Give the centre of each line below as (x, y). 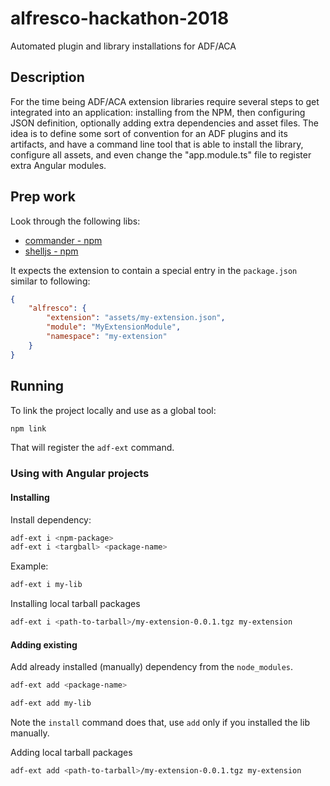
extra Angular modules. (58, 165)
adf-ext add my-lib (51, 703)
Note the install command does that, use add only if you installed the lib (160, 722)
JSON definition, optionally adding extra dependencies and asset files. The (165, 123)
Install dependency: (51, 519)
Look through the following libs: (75, 221)
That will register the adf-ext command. (92, 448)
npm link (28, 428)
